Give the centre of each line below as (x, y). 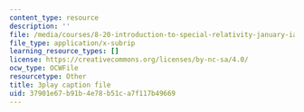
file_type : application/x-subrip (72, 43)
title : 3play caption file (60, 85)
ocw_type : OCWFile (44, 69)
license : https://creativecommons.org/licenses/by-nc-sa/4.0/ (129, 60)
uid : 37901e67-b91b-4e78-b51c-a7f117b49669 (93, 93)
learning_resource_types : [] (64, 51)
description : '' (40, 26)
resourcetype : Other (48, 77)
